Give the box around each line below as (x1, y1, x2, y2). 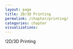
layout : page (5, 7, 32, 12)
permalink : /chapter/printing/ (5, 16, 69, 21)
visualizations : (5, 25, 38, 30)
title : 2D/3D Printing (5, 12, 51, 16)
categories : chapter (5, 20, 47, 26)
